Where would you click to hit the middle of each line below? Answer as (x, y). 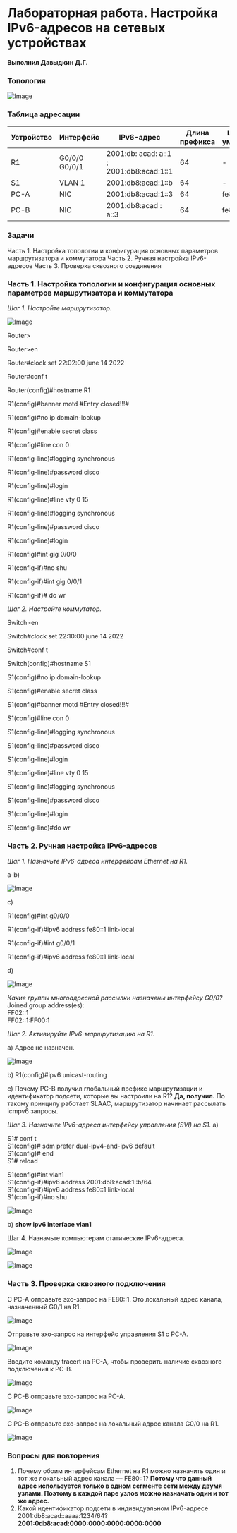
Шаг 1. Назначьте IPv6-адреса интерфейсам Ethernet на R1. (98, 861)
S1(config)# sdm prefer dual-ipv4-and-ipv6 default (81, 1146)
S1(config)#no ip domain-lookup (54, 677)
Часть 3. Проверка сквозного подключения (86, 1284)
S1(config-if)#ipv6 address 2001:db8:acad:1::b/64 (79, 1182)
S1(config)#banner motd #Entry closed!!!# (68, 705)
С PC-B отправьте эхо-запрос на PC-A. (66, 1396)
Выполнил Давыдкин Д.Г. (48, 62)
